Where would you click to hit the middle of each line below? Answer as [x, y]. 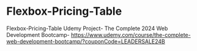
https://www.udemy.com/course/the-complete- [131, 34]
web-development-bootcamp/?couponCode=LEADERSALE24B [86, 41]
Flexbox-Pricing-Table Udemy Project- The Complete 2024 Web [87, 28]
